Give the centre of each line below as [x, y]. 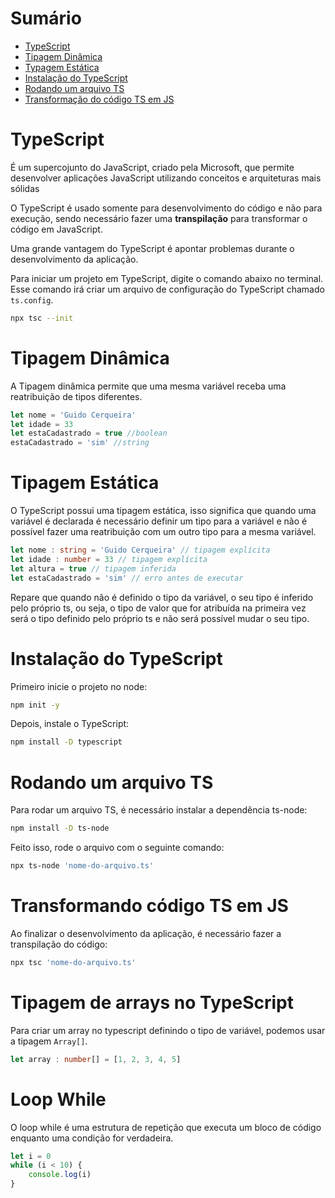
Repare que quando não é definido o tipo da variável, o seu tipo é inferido [162, 597]
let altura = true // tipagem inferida [93, 568]
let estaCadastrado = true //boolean [89, 433]
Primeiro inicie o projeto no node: [79, 686]
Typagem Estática [62, 67]
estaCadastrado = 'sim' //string [80, 443]
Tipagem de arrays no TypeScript [152, 1003]
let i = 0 [31, 1156]
